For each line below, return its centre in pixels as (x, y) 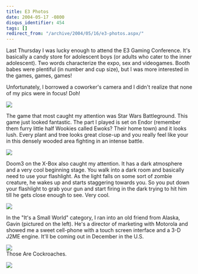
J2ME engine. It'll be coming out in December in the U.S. (75, 237)
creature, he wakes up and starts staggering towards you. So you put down (98, 183)
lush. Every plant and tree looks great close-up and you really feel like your (97, 135)
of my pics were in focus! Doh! (43, 94)
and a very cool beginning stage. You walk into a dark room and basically (95, 170)
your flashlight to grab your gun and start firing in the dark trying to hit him (97, 189)
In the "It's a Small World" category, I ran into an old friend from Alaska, (93, 218)
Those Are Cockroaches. (36, 254)
